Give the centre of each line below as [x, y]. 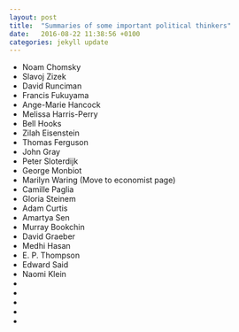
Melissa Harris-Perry [60, 114]
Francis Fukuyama [55, 96]
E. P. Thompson [51, 255]
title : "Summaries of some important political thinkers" [120, 26]
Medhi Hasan [46, 246]
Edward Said [45, 265]
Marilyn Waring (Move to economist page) [99, 180]
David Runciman [52, 86]
